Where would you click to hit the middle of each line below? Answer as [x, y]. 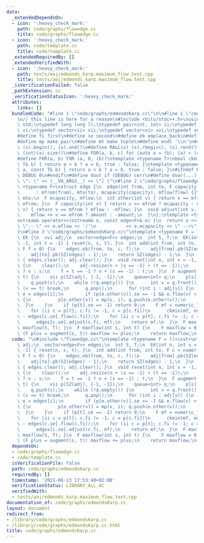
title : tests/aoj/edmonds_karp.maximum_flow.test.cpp [87, 79]
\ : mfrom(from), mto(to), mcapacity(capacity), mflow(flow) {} [107, 192]
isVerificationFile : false [46, 463]
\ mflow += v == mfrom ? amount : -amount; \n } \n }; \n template [103, 215]
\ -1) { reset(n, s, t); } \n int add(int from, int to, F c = [99, 350]
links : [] [30, 108]
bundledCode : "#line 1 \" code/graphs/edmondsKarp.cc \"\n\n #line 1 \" [101, 113]
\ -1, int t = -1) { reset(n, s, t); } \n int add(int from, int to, [107, 243]
